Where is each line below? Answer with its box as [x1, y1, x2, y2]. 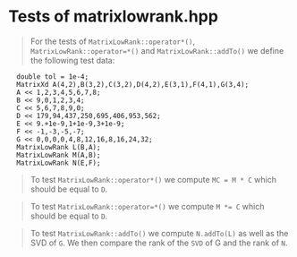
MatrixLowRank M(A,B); [16, 150, 101, 159]
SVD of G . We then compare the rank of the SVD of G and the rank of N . [30, 237, 288, 248]
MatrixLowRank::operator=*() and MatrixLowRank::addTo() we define [30, 45, 284, 56]
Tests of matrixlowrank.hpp [8, 6, 218, 27]
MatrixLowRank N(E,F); [16, 158, 101, 167]
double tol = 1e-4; [16, 72, 89, 81]
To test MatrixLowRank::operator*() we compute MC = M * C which [30, 174, 276, 184]
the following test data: [30, 55, 115, 65]
